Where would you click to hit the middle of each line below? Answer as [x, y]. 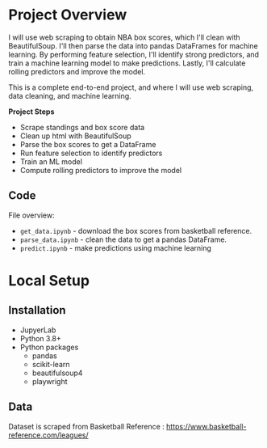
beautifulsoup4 [57, 373]
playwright [50, 381]
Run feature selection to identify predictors [91, 153]
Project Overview [68, 15]
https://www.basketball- [207, 426]
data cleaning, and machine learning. [70, 95]
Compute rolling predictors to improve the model [101, 170]
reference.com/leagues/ [48, 435]
